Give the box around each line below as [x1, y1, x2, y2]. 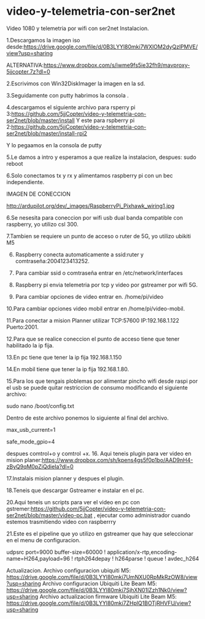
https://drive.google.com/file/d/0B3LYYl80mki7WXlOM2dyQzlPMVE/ [23, 43, 198, 50]
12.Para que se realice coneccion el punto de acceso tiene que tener [6, 335, 180, 342]
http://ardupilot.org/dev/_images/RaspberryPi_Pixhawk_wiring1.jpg [6, 202, 175, 209]
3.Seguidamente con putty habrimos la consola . [6, 91, 129, 99]
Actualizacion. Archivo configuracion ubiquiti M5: [6, 566, 131, 574]
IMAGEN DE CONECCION [6, 190, 71, 198]
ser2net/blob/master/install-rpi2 [6, 129, 88, 137]
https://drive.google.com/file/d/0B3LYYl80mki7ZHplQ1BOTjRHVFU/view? [6, 599, 191, 607]
